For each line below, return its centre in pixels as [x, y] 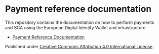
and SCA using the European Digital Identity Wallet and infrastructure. [76, 27]
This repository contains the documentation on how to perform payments [80, 22]
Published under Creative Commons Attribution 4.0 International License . [79, 46]
